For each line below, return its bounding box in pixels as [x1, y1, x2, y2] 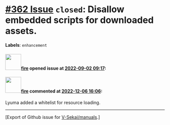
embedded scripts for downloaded [5, 14, 154, 26]
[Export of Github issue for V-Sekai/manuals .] [5, 114, 100, 120]
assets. [5, 25, 37, 37]
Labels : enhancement [5, 42, 47, 48]
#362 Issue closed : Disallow [5, 4, 125, 15]
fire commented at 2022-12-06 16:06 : [21, 88, 103, 95]
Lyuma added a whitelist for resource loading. [5, 99, 101, 105]
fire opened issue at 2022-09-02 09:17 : [21, 65, 106, 71]
